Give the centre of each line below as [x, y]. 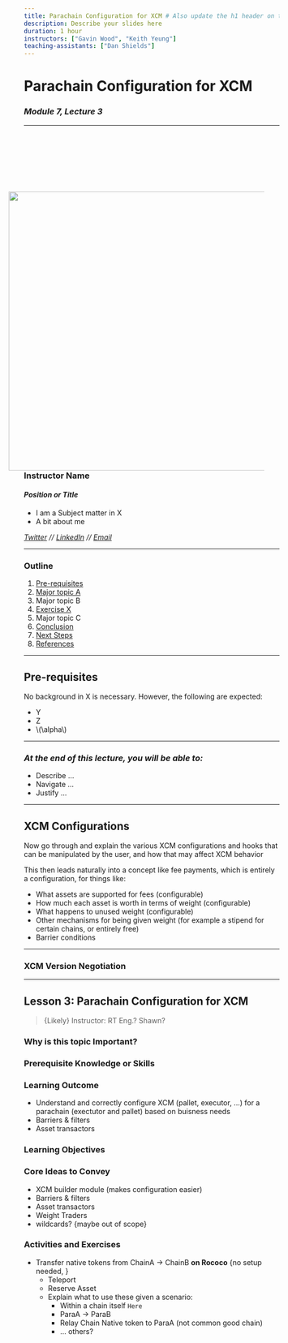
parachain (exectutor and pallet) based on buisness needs [133, 1112]
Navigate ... [55, 785]
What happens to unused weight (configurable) [114, 912]
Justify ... [51, 793]
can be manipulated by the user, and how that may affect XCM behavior [144, 854]
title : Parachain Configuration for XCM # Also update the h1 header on [149, 16]
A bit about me [60, 521]
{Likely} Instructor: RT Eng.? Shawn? [104, 1021]
